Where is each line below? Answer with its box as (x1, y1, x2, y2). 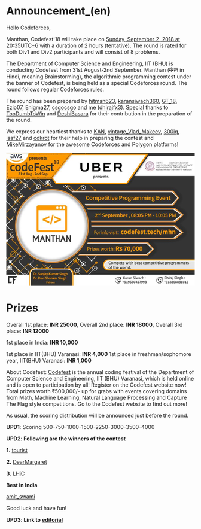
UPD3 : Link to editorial (6, 516, 63, 524)
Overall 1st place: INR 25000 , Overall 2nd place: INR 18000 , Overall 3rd (6, 321, 183, 329)
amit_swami (6, 493, 35, 500)
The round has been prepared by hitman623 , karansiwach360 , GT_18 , (6, 97, 178, 104)
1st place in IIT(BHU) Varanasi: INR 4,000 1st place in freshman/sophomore (6, 351, 191, 358)
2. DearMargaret (6, 458, 47, 466)
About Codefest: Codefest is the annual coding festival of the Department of (6, 369, 194, 376)
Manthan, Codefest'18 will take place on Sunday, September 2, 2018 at (6, 35, 181, 42)
